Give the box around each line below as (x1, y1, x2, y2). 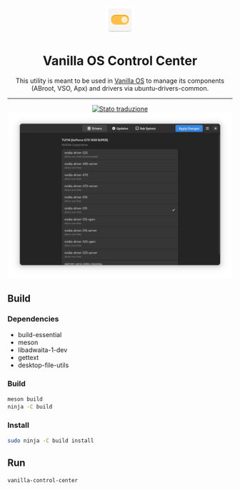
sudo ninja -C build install (7, 437, 94, 444)
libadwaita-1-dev (17, 345, 68, 354)
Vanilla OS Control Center (42, 53, 198, 69)
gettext (17, 353, 39, 361)
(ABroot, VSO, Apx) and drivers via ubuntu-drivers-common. (31, 84, 209, 92)
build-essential (17, 330, 62, 339)
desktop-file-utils (17, 361, 69, 369)
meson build (7, 396, 43, 403)
